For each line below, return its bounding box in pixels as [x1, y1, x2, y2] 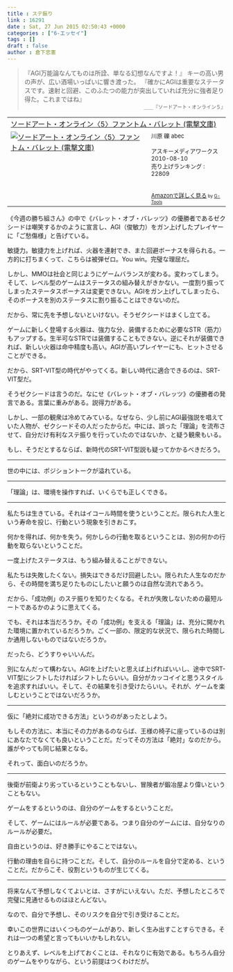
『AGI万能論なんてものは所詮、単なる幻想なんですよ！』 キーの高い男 [24, 69, 224, 77]
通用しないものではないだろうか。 [12, 635, 110, 643]
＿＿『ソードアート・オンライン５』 [143, 104, 226, 111]
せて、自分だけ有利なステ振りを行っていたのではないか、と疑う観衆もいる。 [7, 430, 225, 439]
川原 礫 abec [151, 131, 185, 140]
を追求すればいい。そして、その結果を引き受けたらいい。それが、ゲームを [7, 682, 220, 690]
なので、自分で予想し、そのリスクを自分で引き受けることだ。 [7, 910, 184, 918]
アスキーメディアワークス [151, 147, 218, 155]
